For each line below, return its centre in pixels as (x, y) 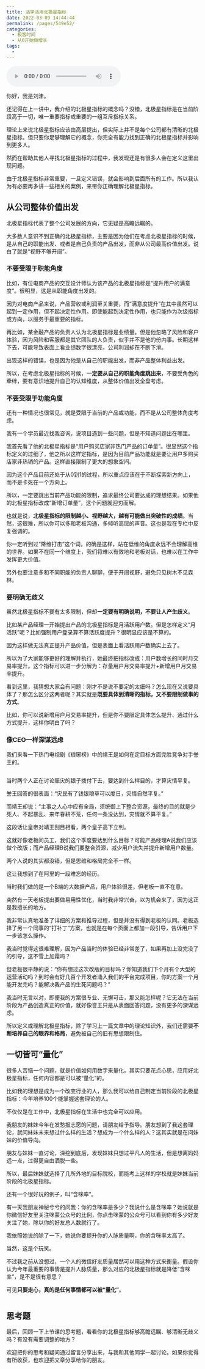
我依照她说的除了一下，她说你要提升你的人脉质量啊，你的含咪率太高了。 (97, 1235)
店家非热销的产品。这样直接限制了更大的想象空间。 (70, 461)
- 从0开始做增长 (30, 40)
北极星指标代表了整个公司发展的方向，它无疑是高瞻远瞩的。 (81, 223)
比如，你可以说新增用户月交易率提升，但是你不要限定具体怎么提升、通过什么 (103, 715)
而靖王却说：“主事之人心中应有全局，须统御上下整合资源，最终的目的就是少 (101, 806)
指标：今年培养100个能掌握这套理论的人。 (59, 1098)
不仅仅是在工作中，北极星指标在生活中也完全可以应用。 (76, 1111)
